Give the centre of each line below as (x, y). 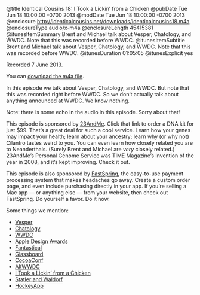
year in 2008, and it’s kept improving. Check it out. (68, 162)
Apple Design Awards (41, 241)
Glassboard (29, 254)
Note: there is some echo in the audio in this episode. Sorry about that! (93, 112)
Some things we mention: (37, 211)
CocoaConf (29, 260)
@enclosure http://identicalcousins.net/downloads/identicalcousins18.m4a (98, 21)
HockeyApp (29, 286)
